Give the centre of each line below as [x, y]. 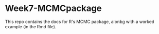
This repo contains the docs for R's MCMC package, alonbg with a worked [80, 22]
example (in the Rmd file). [31, 26]
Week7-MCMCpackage [53, 8]
